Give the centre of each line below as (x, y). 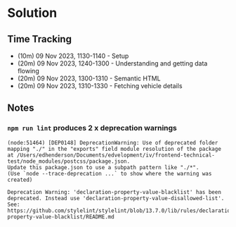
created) (20, 180)
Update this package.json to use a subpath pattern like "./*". (103, 167)
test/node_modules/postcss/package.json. (69, 161)
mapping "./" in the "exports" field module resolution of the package (114, 149)
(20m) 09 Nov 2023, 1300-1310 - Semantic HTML (89, 78)
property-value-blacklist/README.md (61, 216)
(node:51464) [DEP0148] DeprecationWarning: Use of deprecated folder (113, 142)
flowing (28, 71)
